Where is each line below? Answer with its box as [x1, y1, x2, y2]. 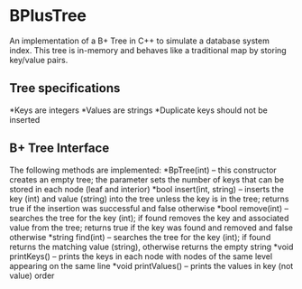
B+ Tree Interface [9, 141, 110, 156]
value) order [9, 270, 55, 281]
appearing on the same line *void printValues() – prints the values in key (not [9, 260, 294, 271]
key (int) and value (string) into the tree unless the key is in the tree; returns [9, 193, 290, 204]
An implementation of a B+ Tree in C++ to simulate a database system [9, 35, 270, 46]
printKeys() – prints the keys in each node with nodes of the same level [9, 250, 273, 262]
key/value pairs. [9, 54, 69, 65]
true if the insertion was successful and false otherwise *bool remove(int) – [9, 202, 288, 213]
